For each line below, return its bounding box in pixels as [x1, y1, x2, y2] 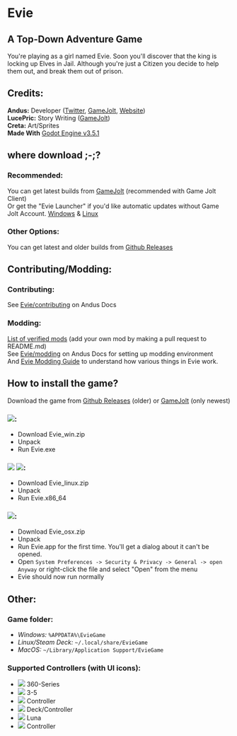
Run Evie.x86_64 [17, 494, 67, 502]
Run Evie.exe [17, 444, 56, 454]
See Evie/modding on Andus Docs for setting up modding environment [7, 349, 214, 358]
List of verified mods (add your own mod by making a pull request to [7, 334, 207, 343]
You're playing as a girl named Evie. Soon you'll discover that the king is [7, 52, 217, 60]
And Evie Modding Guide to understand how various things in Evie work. [7, 357, 219, 365]
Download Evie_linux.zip [17, 479, 89, 488]
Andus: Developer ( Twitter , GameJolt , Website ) [7, 106, 146, 115]
